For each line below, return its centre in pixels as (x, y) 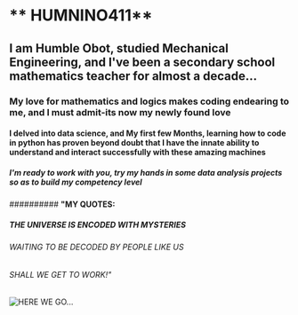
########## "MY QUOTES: (62, 204)
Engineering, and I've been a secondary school (142, 62)
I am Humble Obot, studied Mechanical (119, 48)
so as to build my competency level (76, 182)
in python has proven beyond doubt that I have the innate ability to (134, 143)
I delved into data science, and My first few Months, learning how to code (148, 133)
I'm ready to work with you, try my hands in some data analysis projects (146, 172)
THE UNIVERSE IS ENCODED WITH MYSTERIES (98, 224)
